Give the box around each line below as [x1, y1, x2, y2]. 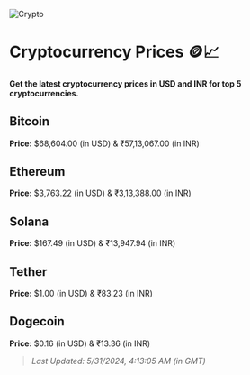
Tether [9, 264, 48, 279]
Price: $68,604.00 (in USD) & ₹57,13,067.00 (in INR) [9, 138, 200, 149]
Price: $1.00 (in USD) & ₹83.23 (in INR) [9, 288, 153, 299]
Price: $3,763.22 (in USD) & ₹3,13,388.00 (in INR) [9, 187, 192, 198]
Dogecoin [9, 314, 65, 329]
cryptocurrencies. [9, 87, 79, 98]
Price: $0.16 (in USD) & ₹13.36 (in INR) [9, 338, 151, 349]
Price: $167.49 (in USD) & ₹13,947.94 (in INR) [9, 238, 176, 249]
